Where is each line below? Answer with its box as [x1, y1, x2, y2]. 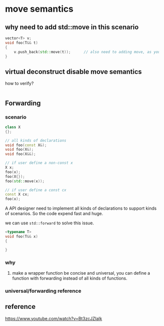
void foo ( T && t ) [5, 40, 38, 45]
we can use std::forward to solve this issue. [5, 220, 94, 226]
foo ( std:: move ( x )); [5, 178, 45, 184]
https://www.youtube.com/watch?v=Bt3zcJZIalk [5, 315, 102, 321]
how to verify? [5, 81, 34, 87]
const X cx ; [5, 192, 29, 197]
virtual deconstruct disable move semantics [5, 67, 142, 76]
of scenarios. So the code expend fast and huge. [5, 211, 103, 217]
